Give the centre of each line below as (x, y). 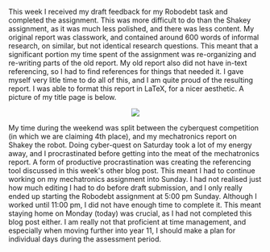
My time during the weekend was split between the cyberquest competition (134, 128)
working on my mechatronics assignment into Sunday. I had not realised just (135, 179)
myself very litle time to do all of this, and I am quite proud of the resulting (131, 80)
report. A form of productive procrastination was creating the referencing (130, 162)
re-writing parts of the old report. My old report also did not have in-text (128, 63)
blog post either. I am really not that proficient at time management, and (127, 222)
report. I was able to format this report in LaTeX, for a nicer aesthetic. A (126, 89)
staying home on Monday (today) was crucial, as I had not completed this (130, 213)
